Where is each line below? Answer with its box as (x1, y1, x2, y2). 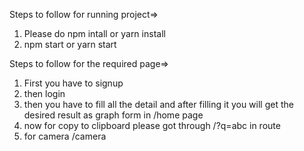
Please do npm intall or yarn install (23, 28, 166, 39)
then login (23, 88, 66, 99)
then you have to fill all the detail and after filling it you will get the (23, 99, 294, 110)
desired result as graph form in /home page (23, 109, 204, 121)
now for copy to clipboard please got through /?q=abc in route (23, 120, 281, 131)
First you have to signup (23, 77, 124, 89)
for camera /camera (23, 130, 107, 142)
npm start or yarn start (23, 39, 117, 50)
